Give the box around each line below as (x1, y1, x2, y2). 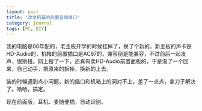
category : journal (6, 20, 52, 26)
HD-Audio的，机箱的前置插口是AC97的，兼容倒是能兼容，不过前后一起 (6, 50, 182, 58)
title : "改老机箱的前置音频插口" (6, 14, 80, 20)
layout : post (6, 8, 39, 15)
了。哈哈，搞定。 (6, 85, 49, 93)
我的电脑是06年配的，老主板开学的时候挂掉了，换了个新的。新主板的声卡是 (6, 43, 192, 50)
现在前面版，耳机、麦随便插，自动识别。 (6, 98, 106, 106)
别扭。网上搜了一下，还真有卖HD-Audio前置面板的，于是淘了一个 (22, 58, 183, 65)
